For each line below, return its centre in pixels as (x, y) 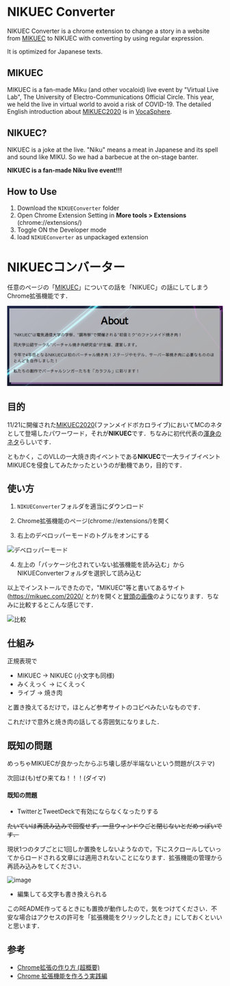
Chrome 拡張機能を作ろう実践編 (62, 976)
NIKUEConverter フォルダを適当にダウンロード (81, 506)
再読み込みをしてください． (46, 866)
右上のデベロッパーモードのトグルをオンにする (83, 536)
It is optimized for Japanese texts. (55, 51)
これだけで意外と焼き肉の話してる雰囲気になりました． (85, 722)
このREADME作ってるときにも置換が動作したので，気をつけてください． (109, 909)
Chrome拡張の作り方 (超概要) (59, 967)
